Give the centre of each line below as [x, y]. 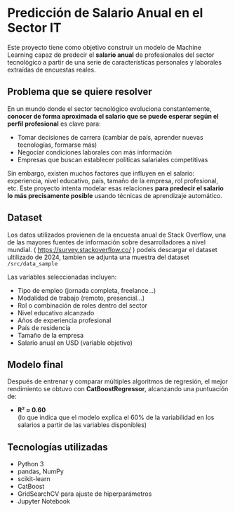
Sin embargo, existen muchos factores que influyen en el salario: [101, 173]
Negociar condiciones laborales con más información [94, 152]
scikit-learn [34, 479]
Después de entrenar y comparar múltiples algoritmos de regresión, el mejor [117, 381]
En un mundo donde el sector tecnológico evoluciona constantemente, [109, 109]
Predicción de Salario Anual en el [105, 13]
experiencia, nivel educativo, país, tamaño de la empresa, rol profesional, [113, 180]
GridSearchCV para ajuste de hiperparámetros [85, 494]
